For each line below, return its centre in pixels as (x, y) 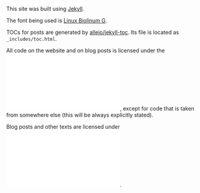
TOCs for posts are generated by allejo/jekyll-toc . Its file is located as (93, 32)
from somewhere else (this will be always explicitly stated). (80, 115)
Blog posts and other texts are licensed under (63, 127)
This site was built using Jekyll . (45, 9)
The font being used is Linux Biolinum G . (57, 20)
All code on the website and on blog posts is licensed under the (86, 50)
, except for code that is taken (158, 108)
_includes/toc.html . (32, 39)
